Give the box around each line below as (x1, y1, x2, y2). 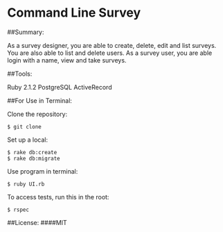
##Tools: (7, 69, 33, 78)
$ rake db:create (7, 149, 57, 156)
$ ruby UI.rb (7, 181, 45, 188)
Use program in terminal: (7, 167, 78, 175)
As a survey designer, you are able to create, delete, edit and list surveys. (7, 41, 217, 49)
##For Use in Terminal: (7, 96, 73, 105)
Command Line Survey (7, 5, 141, 21)
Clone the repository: (7, 110, 68, 118)
